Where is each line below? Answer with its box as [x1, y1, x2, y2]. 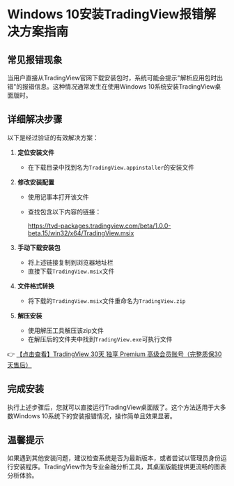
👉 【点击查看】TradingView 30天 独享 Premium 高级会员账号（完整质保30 [7, 350, 222, 358]
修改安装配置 [17, 177, 54, 186]
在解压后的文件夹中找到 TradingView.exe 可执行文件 [27, 334, 173, 343]
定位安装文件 [17, 148, 54, 156]
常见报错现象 [7, 54, 63, 66]
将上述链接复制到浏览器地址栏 [27, 258, 114, 266]
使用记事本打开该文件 [27, 193, 89, 201]
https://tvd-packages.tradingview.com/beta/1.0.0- [27, 221, 171, 230]
